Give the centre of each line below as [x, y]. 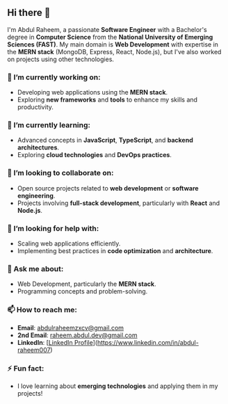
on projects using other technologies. [61, 59]
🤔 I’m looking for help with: [53, 228]
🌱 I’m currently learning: [49, 125]
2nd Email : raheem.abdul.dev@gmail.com [77, 335]
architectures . [38, 147]
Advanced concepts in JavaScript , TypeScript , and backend [105, 140]
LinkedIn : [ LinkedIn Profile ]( [57, 342]
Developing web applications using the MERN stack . [92, 92]
